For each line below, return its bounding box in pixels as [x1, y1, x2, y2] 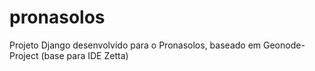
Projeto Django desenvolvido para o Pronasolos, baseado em [9, 39, 262, 51]
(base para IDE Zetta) [40, 49, 129, 61]
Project [9, 49, 39, 61]
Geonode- [263, 39, 306, 51]
